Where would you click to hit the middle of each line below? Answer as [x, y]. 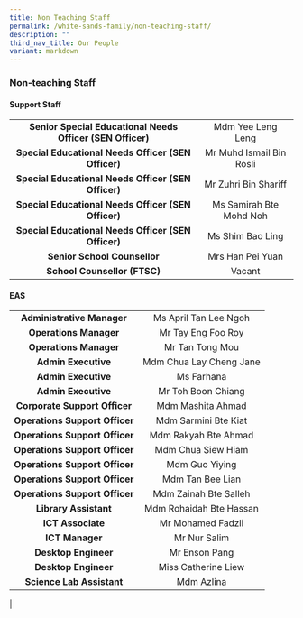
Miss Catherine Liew [202, 567]
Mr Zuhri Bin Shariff [245, 184]
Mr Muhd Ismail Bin [245, 152]
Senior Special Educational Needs [103, 127]
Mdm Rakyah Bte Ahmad [202, 436]
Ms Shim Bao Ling [245, 236]
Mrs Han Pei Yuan [245, 256]
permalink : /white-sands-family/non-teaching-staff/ [110, 26]
